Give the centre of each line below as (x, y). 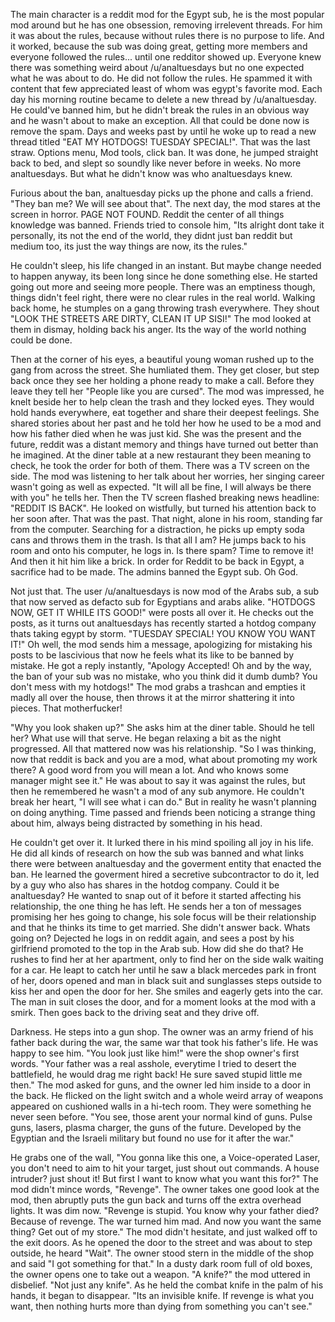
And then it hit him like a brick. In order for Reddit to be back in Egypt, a (157, 561)
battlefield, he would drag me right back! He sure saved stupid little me (156, 1074)
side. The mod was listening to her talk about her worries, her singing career (167, 476)
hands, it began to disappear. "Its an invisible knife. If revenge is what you (162, 1295)
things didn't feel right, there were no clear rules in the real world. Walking (163, 297)
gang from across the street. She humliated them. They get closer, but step (165, 370)
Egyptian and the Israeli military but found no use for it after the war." (152, 1138)
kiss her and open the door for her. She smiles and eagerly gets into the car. (167, 991)
